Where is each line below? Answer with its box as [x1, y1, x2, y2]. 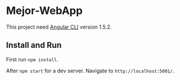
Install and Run [6, 40, 62, 50]
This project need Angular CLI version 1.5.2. [6, 23, 112, 30]
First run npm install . [6, 55, 59, 62]
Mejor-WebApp [6, 4, 83, 18]
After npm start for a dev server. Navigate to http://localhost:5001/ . [6, 67, 175, 74]
